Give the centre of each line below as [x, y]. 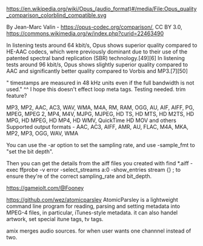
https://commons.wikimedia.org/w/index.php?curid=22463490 [85, 33]
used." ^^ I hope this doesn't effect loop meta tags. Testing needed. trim [96, 89]
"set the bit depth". [30, 152]
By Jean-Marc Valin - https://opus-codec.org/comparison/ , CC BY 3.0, [95, 27]
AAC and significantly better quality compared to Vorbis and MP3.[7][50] [97, 71]
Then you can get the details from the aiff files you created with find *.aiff [98, 163]
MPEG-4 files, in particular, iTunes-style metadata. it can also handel [92, 213]
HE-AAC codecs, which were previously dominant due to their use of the [97, 52]
